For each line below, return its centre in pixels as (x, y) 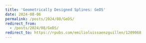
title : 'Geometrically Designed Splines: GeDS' (56, 10)
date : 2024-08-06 (23, 14)
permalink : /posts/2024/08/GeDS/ (40, 19)
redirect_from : (21, 23)
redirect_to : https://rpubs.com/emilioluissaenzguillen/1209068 (73, 33)
